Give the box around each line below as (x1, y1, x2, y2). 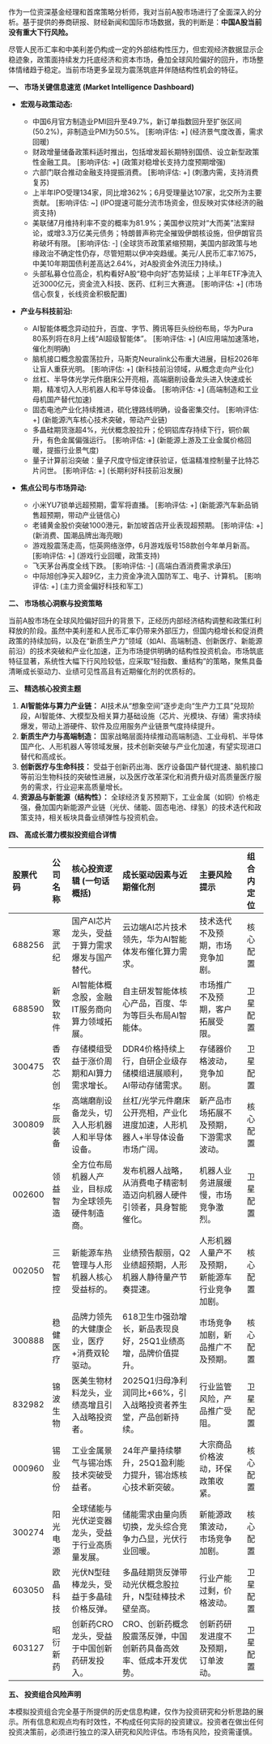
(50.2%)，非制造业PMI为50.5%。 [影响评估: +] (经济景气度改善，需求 (32, 127, 264, 136)
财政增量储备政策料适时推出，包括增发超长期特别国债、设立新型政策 (32, 147, 260, 157)
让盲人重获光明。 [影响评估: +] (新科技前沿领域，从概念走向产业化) (32, 364, 255, 373)
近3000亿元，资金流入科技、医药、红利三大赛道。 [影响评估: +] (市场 (32, 279, 263, 288)
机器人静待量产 (122, 1272, 180, 1282)
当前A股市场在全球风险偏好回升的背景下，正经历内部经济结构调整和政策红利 (8, 616, 261, 625)
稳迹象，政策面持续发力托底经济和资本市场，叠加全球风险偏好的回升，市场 (8, 55, 257, 64)
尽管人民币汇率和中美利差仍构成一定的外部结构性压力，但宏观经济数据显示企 (8, 45, 264, 54)
